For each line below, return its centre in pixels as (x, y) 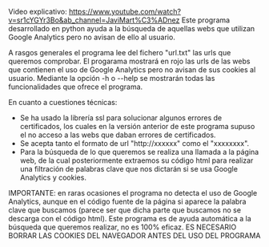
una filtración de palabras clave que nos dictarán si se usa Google (129, 169)
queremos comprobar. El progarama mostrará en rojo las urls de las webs (129, 61)
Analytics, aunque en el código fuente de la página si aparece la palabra (127, 201)
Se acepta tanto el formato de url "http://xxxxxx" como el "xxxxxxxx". (134, 143)
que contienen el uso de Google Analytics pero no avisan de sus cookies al (132, 70)
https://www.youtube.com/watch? (125, 12)
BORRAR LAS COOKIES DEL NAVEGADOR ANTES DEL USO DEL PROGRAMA (134, 235)
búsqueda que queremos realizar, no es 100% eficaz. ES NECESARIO (122, 227)
